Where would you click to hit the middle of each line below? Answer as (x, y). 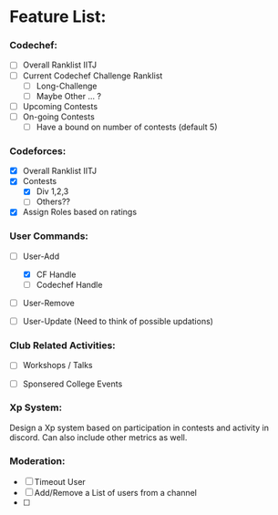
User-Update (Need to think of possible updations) (118, 322)
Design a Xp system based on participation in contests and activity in (139, 427)
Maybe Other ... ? (69, 96)
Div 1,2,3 (52, 191)
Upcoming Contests (60, 106)
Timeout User (60, 482)
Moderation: (37, 460)
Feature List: (58, 17)
